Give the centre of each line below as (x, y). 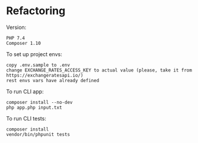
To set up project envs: (34, 54)
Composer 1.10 (24, 43)
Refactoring (36, 11)
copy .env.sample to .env (38, 65)
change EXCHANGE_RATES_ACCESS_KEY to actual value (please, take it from (99, 70)
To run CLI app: (25, 91)
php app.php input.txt (34, 108)
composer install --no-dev (39, 102)
